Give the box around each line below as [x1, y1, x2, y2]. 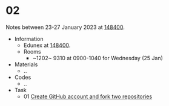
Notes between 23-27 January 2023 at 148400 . [5, 23, 125, 31]
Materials [14, 61, 38, 68]
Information [14, 35, 44, 42]
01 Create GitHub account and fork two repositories [23, 93, 153, 100]
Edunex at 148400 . [23, 42, 71, 49]
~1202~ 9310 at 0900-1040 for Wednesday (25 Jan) [32, 54, 163, 61]
